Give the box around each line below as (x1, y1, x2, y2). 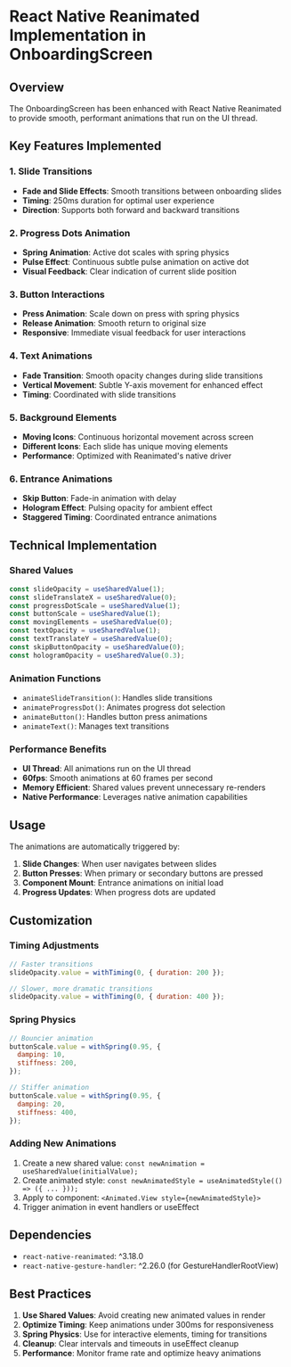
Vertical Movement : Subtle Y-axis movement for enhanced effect (21, 379, 263, 390)
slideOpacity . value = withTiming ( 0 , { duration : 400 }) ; (9, 992, 225, 1001)
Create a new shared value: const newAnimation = (21, 1157, 206, 1168)
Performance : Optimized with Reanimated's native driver (21, 450, 232, 461)
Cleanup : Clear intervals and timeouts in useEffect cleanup (21, 1338, 238, 1349)
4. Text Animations (9, 350, 93, 362)
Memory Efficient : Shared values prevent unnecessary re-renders (21, 782, 266, 793)
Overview (9, 79, 65, 95)
